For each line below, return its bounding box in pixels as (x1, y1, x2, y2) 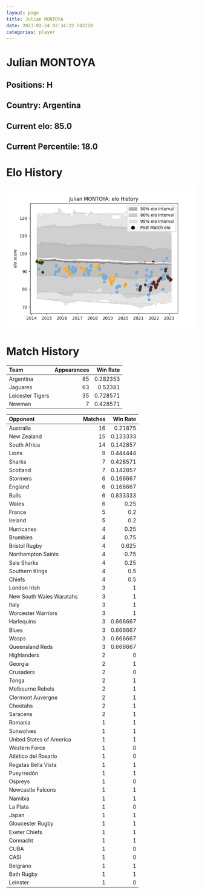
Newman (8, 400, 31, 408)
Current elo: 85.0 (6, 121, 73, 131)
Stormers (8, 475, 32, 482)
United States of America (8, 735, 71, 743)
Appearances (54, 366, 90, 373)
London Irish (8, 584, 41, 591)
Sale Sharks (8, 559, 39, 566)
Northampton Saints (8, 551, 59, 558)
